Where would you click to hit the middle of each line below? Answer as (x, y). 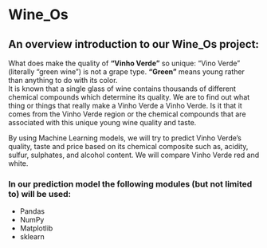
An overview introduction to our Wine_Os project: (133, 44)
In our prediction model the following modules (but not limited (130, 183)
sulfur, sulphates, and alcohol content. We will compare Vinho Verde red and (134, 155)
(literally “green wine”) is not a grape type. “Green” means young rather (127, 72)
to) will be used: (40, 194)
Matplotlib (36, 228)
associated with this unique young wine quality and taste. (102, 122)
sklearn (32, 237)
